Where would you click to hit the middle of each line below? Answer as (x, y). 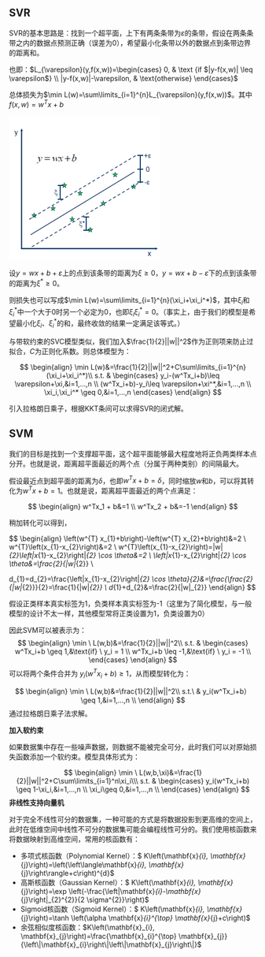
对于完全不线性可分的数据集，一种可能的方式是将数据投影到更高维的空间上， (133, 820)
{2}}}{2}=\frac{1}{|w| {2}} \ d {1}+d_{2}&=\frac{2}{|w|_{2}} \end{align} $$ (139, 587)
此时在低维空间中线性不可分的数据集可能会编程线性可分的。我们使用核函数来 (133, 829)
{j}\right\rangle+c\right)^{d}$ (67, 873)
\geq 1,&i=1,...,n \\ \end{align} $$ (133, 700)
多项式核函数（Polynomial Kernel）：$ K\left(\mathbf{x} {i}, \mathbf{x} (133, 856)
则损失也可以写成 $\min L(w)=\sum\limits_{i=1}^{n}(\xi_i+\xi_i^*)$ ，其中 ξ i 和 (129, 301)
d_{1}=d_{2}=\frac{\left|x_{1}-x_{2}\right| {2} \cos (87, 579)
